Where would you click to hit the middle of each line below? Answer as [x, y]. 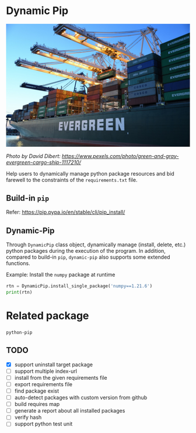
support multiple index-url [46, 371]
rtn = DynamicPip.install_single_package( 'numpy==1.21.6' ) [79, 286]
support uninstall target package [54, 365]
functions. [18, 263]
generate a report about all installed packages [70, 411]
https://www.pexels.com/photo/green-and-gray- [120, 156]
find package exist [37, 391]
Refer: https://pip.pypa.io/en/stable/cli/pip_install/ [66, 212]
